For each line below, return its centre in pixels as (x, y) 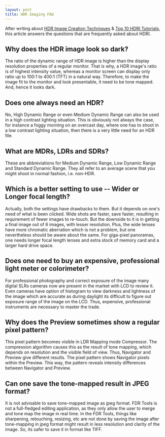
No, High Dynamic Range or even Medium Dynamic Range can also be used (82, 115)
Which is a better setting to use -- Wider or (72, 189)
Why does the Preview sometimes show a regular (82, 322)
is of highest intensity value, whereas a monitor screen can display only (78, 72)
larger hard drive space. (30, 245)
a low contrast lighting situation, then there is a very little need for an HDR (80, 130)
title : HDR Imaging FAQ (30, 14)
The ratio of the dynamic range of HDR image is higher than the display (77, 61)
